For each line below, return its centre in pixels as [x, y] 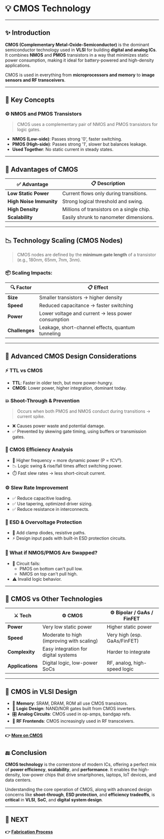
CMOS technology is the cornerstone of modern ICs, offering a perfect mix [81, 764]
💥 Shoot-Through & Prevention [42, 400]
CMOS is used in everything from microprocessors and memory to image [80, 75]
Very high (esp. [124, 635]
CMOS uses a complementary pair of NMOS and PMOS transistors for [87, 125]
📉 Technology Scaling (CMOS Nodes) [64, 241]
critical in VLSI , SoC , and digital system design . [54, 799]
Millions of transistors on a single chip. [106, 210]
